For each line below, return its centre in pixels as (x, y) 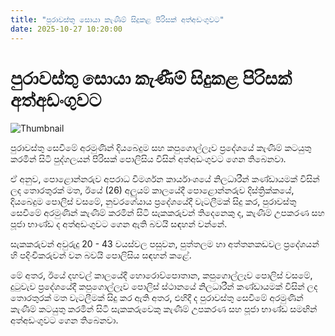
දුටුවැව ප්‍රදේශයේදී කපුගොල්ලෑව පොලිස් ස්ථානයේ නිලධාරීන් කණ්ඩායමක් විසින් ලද (164, 287)
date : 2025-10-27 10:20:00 (66, 29)
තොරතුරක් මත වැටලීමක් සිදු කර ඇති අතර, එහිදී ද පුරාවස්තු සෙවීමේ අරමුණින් (157, 298)
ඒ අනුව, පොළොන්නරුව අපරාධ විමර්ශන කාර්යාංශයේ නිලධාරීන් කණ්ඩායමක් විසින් (165, 179)
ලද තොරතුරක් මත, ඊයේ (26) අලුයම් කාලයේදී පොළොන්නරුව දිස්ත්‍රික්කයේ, (152, 190)
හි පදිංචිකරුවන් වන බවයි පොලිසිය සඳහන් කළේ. (101, 255)
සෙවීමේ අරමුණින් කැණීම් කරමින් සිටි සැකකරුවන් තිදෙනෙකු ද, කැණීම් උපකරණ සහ (167, 213)
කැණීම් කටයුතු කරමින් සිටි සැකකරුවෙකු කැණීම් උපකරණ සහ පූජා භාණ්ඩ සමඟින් (164, 309)
